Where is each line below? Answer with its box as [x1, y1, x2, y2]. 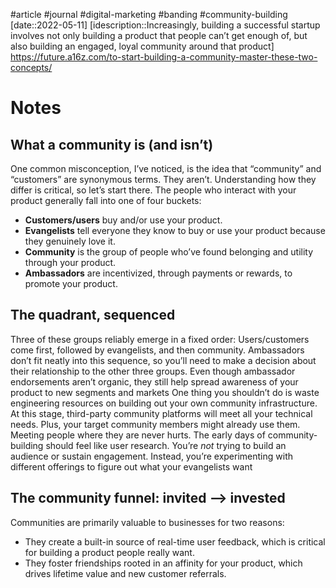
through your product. [24, 257, 117, 268]
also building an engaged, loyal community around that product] [10, 40, 275, 52]
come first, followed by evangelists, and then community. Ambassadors [10, 344, 305, 356]
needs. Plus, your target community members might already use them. [10, 418, 301, 430]
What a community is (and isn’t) [10, 136, 214, 153]
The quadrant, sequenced [10, 307, 176, 324]
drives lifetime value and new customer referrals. [24, 567, 227, 579]
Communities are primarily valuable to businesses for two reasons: [10, 516, 285, 528]
